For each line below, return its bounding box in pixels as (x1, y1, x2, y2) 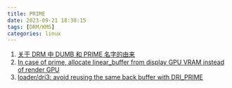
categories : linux (7, 30, 61, 37)
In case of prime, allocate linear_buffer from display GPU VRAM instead (17, 58, 225, 67)
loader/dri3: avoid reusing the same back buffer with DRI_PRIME (17, 73, 204, 82)
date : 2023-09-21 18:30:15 (7, 17, 86, 24)
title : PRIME (7, 10, 46, 18)
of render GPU (17, 65, 60, 74)
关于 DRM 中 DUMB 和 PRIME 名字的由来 (17, 50, 136, 58)
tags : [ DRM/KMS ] (7, 23, 55, 30)
